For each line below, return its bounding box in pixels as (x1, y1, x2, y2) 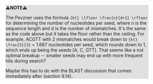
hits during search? (6, 58, 46, 64)
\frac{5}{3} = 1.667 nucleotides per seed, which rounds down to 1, (6, 42, 147, 47)
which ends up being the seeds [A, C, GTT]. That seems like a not (6, 47, 144, 53)
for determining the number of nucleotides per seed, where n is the (6, 20, 147, 26)
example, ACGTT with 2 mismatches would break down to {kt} (6, 36, 138, 42)
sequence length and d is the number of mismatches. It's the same (6, 25, 146, 31)
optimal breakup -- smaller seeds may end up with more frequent (6, 52, 143, 59)
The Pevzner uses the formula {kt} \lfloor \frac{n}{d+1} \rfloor (6, 15, 148, 20)
